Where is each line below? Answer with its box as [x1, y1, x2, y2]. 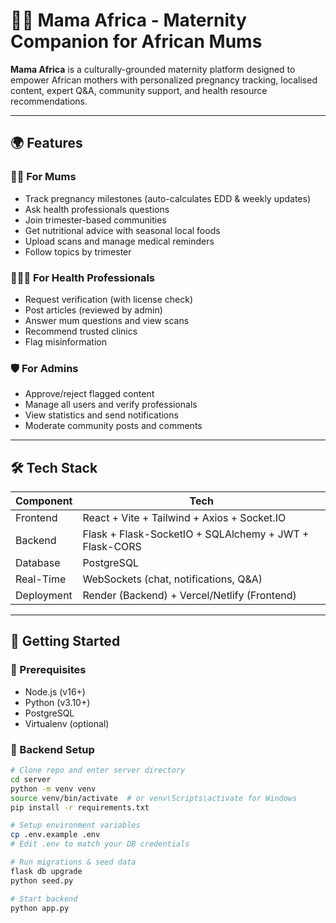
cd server [10, 774, 52, 784]
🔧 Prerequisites [10, 663, 87, 677]
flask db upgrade [10, 866, 83, 876]
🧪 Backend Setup [10, 742, 95, 756]
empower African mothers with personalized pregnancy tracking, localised [10, 74, 318, 86]
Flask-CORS [82, 540, 142, 554]
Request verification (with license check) [24, 293, 194, 305]
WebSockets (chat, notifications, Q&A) [82, 572, 263, 586]
